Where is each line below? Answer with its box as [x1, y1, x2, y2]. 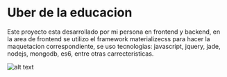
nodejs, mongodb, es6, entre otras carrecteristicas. [7, 49, 154, 58]
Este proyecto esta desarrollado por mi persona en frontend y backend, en [7, 27, 221, 36]
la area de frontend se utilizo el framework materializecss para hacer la [7, 34, 210, 43]
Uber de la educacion [7, 5, 133, 21]
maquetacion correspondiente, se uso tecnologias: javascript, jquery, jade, [7, 42, 221, 50]
